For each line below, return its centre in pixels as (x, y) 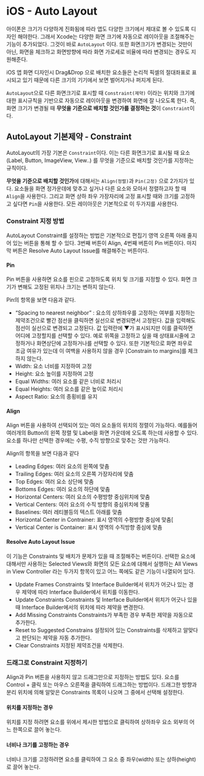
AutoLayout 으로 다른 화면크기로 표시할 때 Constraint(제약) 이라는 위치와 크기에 (100, 93)
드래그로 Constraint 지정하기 (47, 663)
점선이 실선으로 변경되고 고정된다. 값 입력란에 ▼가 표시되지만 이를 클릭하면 (104, 328)
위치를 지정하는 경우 (30, 707)
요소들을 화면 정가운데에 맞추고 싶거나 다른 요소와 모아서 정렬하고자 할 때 (100, 188)
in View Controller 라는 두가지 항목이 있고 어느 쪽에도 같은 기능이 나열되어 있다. (101, 571)
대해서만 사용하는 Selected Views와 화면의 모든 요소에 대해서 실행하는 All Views (102, 564)
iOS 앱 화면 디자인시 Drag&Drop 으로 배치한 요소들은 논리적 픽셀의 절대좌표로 (98, 72)
